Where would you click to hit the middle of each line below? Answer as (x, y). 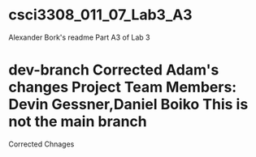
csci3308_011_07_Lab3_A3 (100, 15)
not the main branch (78, 122)
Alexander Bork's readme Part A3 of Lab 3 (79, 37)
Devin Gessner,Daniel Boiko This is (128, 105)
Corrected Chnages (41, 144)
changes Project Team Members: (123, 87)
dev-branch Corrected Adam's (114, 70)
